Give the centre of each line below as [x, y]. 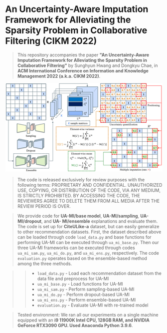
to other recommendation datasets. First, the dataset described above [89, 232]
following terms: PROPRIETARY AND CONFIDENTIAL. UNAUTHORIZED [90, 185]
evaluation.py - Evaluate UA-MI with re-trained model [93, 305]
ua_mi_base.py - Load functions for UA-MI [80, 284]
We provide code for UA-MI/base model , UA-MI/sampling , [78, 216]
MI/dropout [29, 221]
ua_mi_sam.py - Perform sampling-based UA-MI [86, 289]
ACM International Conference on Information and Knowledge [83, 70]
